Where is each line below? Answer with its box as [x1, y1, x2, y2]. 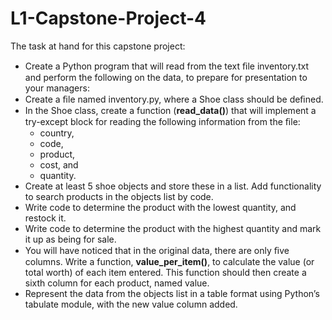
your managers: [24, 82, 90, 94]
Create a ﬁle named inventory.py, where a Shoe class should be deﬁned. [24, 93, 324, 105]
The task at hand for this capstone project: [10, 40, 186, 52]
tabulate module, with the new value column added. [24, 298, 238, 310]
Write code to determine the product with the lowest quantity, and [24, 201, 297, 213]
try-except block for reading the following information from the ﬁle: [24, 115, 301, 127]
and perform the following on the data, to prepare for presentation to [24, 71, 308, 83]
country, [39, 127, 75, 139]
